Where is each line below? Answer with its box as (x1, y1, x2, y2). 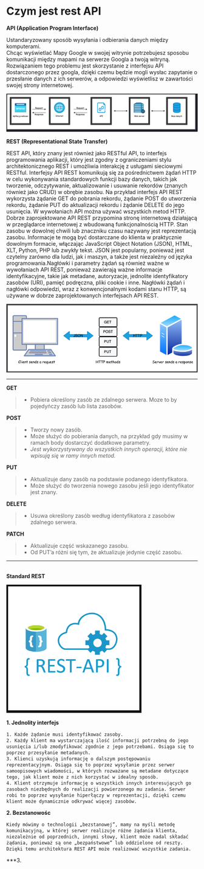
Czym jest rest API (6, 4, 101, 18)
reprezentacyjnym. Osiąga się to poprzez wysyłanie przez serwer (6, 762, 175, 768)
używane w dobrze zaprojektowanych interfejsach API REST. (6, 292, 159, 299)
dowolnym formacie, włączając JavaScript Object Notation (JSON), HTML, (6, 240, 192, 248)
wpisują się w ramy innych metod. (30, 452, 116, 459)
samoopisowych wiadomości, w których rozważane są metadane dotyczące (6, 768, 189, 774)
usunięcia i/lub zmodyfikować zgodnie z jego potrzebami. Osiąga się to (6, 744, 194, 750)
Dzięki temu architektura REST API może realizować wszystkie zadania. (6, 846, 191, 852)
